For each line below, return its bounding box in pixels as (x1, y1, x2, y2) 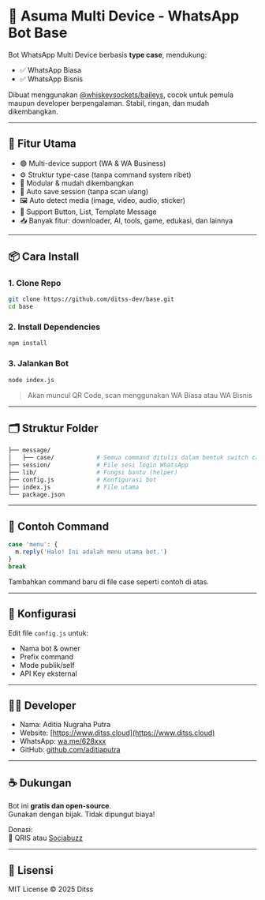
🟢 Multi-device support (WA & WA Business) (19, 158, 166, 168)
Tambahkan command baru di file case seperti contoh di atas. (8, 576, 209, 587)
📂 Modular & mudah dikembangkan (19, 178, 134, 188)
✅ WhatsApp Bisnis (19, 74, 84, 84)
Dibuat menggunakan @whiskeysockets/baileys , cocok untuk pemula (8, 90, 234, 99)
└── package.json (8, 490, 65, 498)
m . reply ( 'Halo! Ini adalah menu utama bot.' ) (15, 548, 168, 556)
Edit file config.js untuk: (8, 628, 89, 638)
